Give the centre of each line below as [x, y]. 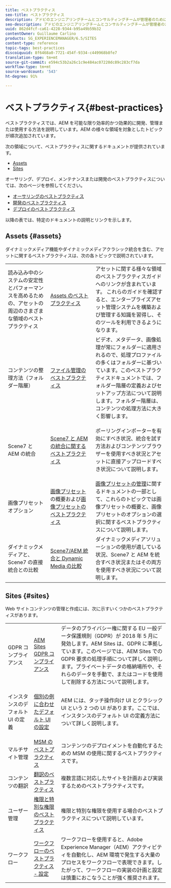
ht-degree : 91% [21, 77]
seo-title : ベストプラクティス [35, 15]
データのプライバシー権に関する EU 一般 [109, 628]
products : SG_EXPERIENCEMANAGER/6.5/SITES [51, 39]
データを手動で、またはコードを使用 [119, 674]
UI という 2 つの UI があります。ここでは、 [112, 708]
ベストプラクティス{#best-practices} [84, 108]
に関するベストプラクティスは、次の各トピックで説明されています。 [85, 255]
